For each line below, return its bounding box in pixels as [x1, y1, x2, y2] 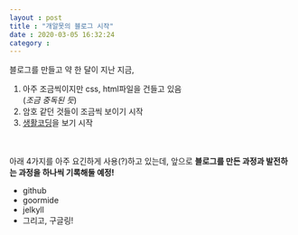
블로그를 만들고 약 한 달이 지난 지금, [9, 64, 135, 75]
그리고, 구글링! [22, 215, 74, 226]
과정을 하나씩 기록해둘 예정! [18, 167, 115, 178]
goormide [22, 195, 60, 206]
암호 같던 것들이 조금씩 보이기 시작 [22, 106, 144, 117]
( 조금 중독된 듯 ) [22, 95, 78, 106]
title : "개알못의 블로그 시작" [9, 22, 115, 31]
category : [9, 38, 51, 48]
